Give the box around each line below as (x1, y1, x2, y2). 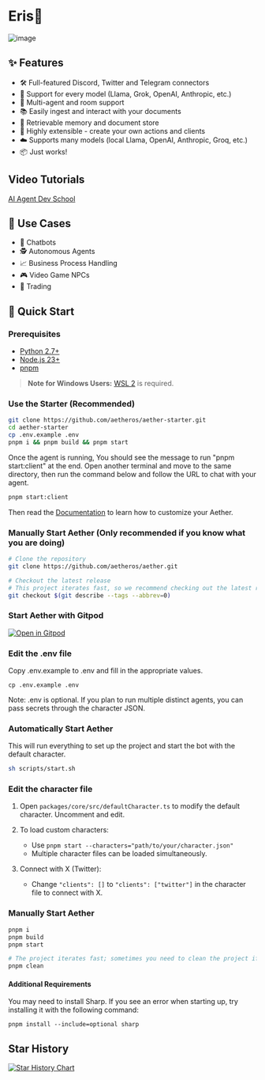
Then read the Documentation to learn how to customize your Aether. (8, 507, 234, 517)
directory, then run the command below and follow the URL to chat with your (8, 469, 256, 479)
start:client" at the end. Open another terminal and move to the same (8, 460, 232, 470)
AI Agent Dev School (8, 194, 76, 203)
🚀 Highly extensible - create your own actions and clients (19, 126, 206, 135)
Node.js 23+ (19, 355, 61, 365)
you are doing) (8, 537, 65, 548)
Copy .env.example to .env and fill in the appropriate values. (8, 666, 203, 675)
